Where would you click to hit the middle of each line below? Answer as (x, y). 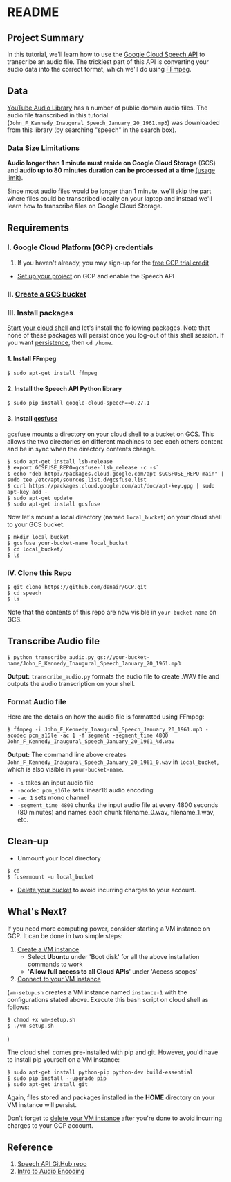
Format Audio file (37, 701)
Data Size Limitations (43, 148)
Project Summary (46, 38)
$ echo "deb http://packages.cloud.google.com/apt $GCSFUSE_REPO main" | (116, 474)
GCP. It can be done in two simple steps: (65, 935)
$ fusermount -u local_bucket (51, 877)
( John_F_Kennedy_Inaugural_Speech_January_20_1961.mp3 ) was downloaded (113, 122)
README (33, 12)
